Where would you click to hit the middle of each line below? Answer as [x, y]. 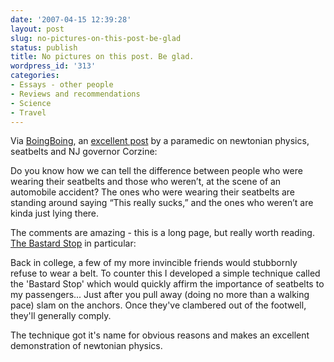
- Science [31, 103]
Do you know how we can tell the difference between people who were [156, 171]
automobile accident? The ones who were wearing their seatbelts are [153, 192]
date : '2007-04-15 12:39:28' [71, 19]
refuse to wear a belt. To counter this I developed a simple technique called [165, 273]
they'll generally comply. [61, 316]
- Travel [28, 112]
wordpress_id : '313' [53, 66]
